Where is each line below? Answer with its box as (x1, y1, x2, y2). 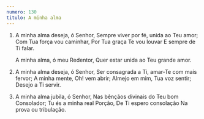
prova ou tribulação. (15, 106, 66, 113)
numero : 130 (6, 9, 37, 15)
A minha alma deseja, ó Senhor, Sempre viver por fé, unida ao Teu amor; (15, 31, 198, 38)
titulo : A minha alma (6, 15, 62, 21)
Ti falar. (15, 44, 35, 52)
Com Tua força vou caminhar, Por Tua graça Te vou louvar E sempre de (15, 38, 196, 45)
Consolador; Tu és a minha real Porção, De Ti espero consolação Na (15, 99, 188, 107)
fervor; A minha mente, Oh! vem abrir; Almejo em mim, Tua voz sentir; (15, 74, 192, 82)
